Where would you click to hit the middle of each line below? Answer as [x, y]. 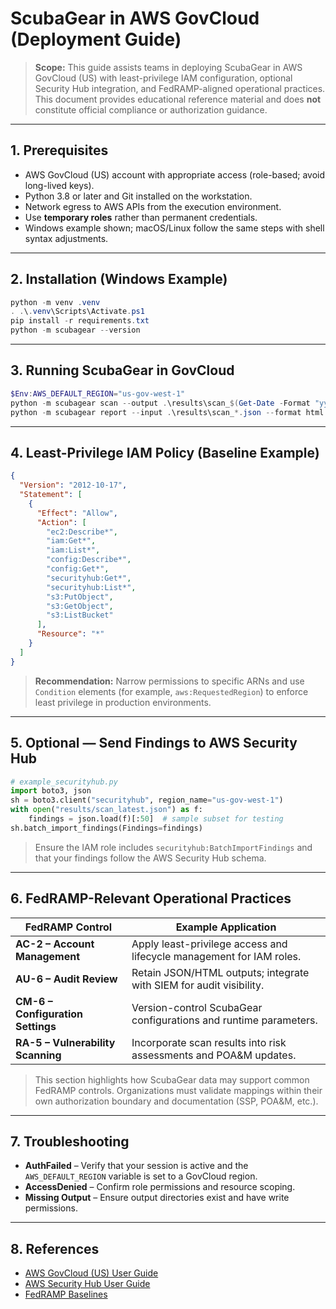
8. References [55, 1248]
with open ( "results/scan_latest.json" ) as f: [106, 810]
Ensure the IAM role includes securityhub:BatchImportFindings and [173, 847]
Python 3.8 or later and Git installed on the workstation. [138, 196]
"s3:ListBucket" [80, 615]
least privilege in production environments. [123, 702]
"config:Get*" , [78, 569]
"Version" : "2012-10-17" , [73, 485]
